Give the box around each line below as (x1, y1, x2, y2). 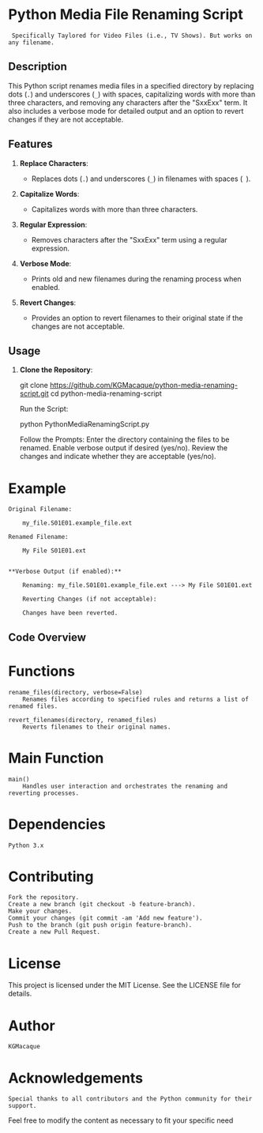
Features (8, 137, 53, 151)
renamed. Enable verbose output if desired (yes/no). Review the (19, 443, 227, 453)
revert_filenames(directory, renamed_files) (8, 716, 157, 724)
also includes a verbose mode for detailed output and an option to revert (8, 106, 244, 115)
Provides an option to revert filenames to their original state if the (31, 313, 243, 322)
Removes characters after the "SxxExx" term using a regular (31, 235, 227, 244)
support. (8, 1102, 37, 1110)
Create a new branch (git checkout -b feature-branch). (8, 901, 196, 909)
